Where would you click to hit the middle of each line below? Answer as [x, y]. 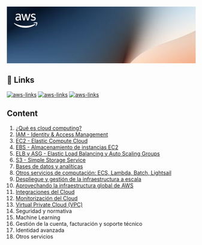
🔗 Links [21, 80]
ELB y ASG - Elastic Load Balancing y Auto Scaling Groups [88, 153]
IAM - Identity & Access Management [62, 134]
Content [22, 114]
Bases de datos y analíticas [49, 166]
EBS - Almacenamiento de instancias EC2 [67, 147]
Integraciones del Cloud [45, 192]
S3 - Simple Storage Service [51, 160]
